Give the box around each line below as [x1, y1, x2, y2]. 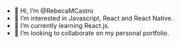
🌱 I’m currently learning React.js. [14, 22, 110, 29]
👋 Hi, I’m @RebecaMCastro [14, 7, 94, 15]
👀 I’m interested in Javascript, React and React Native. [14, 14, 174, 22]
